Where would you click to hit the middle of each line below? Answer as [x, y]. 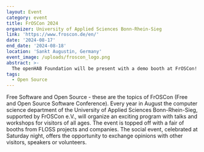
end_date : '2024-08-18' [37, 46]
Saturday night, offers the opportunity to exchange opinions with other [95, 136]
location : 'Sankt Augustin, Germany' [54, 52]
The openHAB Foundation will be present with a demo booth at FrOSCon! [105, 68]
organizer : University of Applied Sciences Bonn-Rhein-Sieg [84, 29]
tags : [13, 74]
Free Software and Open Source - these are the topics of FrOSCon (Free [97, 97]
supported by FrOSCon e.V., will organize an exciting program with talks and [102, 117]
